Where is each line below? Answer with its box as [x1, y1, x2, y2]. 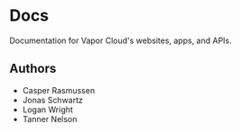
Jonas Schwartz [22, 94, 84, 105]
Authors [9, 61, 57, 76]
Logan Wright [22, 104, 74, 115]
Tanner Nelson [22, 113, 78, 124]
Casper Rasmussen [22, 84, 96, 95]
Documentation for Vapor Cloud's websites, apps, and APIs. [9, 35, 232, 46]
